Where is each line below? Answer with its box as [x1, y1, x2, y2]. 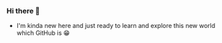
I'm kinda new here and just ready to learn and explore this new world [16, 22, 216, 30]
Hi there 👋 [6, 6, 41, 16]
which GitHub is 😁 [16, 29, 71, 37]
